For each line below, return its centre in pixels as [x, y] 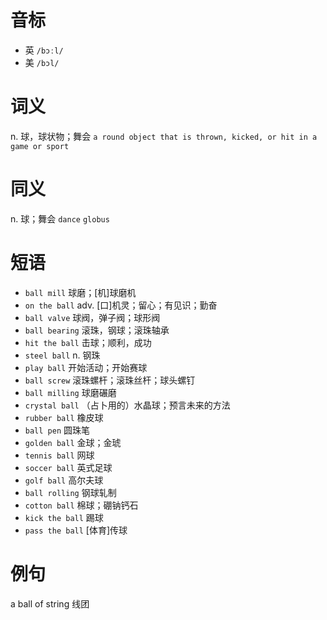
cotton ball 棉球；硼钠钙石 [81, 505]
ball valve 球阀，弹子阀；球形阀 [92, 317]
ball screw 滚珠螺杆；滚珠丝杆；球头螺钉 [110, 380]
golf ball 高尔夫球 [64, 480]
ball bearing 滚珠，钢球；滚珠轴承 [97, 330]
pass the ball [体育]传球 [76, 530]
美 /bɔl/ [42, 62]
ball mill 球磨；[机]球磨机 [80, 292]
